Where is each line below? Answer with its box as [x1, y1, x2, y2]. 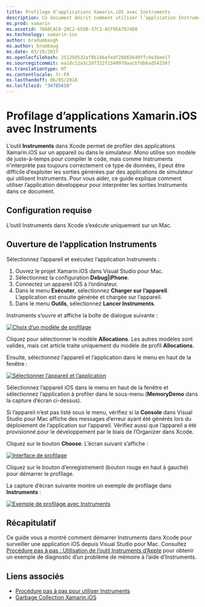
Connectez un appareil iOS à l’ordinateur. [15, 280, 118, 288]
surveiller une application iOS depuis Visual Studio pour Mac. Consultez [6, 540, 187, 548]
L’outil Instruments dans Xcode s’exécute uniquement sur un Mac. [6, 221, 172, 229]
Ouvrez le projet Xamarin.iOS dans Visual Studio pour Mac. [15, 267, 164, 275]
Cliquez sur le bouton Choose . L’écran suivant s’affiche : [6, 440, 148, 447]
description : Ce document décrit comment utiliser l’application [6, 15, 176, 21]
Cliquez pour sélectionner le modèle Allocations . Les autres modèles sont [6, 335, 193, 343]
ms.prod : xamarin [6, 20, 51, 26]
